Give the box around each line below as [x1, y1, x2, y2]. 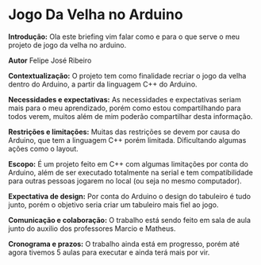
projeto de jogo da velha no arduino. [8, 40, 127, 49]
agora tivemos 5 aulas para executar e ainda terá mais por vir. [8, 248, 210, 257]
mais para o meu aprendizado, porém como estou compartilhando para [8, 103, 241, 113]
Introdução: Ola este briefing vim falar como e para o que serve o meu [8, 32, 240, 41]
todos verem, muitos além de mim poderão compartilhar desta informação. [8, 111, 253, 121]
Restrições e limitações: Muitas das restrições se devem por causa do [8, 127, 240, 136]
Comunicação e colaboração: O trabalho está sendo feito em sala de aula [8, 215, 251, 225]
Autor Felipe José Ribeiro [8, 56, 92, 65]
